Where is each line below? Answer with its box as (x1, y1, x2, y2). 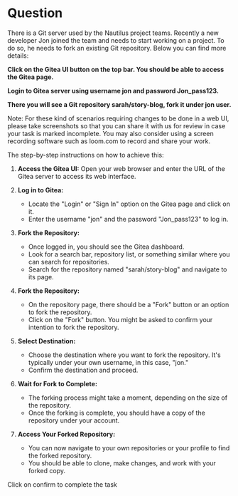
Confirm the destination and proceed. (28, 366, 139, 374)
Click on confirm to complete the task (7, 480, 117, 489)
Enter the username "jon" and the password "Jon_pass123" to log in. (28, 215, 229, 223)
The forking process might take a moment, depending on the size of (28, 393, 228, 402)
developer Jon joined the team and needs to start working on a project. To (7, 36, 225, 44)
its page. (28, 272, 55, 281)
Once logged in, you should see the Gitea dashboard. (28, 242, 185, 251)
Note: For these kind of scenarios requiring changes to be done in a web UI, (7, 114, 229, 123)
